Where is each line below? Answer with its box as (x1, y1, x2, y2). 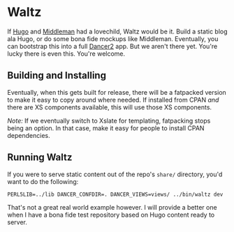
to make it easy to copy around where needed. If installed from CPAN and (7, 95, 219, 104)
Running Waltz (7, 151, 73, 164)
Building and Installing (7, 70, 107, 82)
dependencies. (7, 131, 50, 139)
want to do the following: (7, 177, 79, 185)
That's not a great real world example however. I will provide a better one (7, 203, 218, 211)
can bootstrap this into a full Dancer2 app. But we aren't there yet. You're (7, 42, 218, 50)
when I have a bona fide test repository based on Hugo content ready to (7, 210, 215, 219)
